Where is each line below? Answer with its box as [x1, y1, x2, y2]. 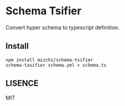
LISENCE [5, 79, 39, 89]
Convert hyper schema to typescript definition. [5, 24, 120, 31]
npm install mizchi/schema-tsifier [5, 57, 94, 63]
